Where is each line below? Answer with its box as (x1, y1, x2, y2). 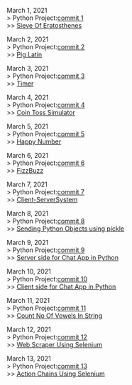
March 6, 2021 (6, 151, 49, 159)
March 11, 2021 (6, 296, 50, 304)
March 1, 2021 (6, 6, 48, 14)
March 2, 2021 (6, 35, 49, 44)
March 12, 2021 (6, 325, 51, 334)
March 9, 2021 (6, 239, 49, 246)
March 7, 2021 (6, 180, 48, 189)
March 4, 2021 (6, 93, 49, 101)
